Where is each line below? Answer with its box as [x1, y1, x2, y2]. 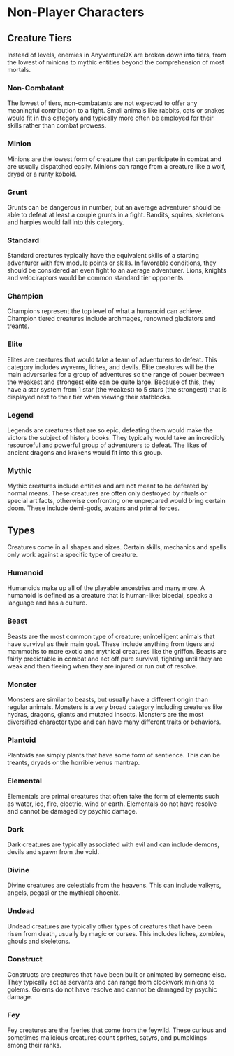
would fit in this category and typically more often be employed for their [7, 114, 214, 123]
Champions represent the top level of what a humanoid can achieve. [7, 307, 204, 315]
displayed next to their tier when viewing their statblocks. [7, 392, 173, 401]
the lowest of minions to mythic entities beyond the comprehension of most [7, 58, 225, 67]
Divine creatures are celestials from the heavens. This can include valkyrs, [7, 881, 221, 890]
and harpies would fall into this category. [7, 218, 124, 226]
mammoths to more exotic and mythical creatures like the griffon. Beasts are [7, 647, 227, 655]
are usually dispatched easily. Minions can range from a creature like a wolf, [7, 162, 226, 170]
